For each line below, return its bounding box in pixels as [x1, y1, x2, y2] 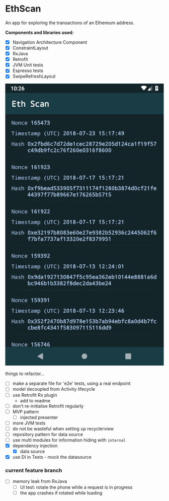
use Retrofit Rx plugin [12, 392, 57, 398]
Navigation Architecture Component [12, 39, 88, 45]
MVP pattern [12, 408, 39, 414]
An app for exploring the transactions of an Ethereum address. [5, 20, 135, 26]
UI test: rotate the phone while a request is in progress [20, 484, 133, 490]
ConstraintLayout [12, 45, 49, 51]
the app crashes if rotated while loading [20, 489, 103, 496]
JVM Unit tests [12, 62, 44, 68]
